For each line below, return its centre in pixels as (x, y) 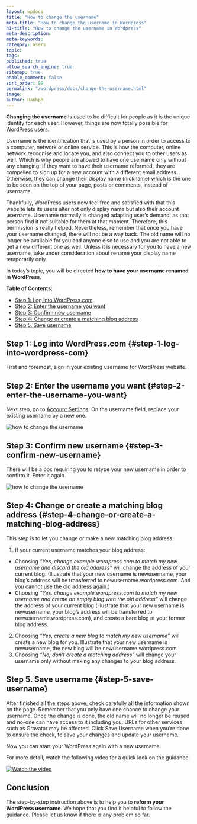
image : (14, 94)
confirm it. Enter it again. (36, 476)
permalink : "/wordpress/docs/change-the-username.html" (76, 89)
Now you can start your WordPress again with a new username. (84, 746)
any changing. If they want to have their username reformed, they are (91, 166)
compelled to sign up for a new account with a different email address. (92, 172)
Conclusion (28, 788)
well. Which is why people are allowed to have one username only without (96, 159)
